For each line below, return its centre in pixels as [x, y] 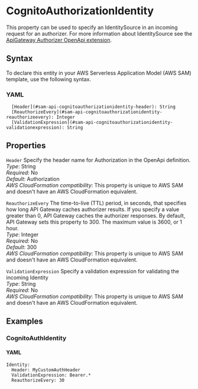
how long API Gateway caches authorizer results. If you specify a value [93, 209]
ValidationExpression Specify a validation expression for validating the [92, 271]
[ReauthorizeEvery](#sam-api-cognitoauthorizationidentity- [87, 112]
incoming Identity [27, 278]
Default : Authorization [33, 178]
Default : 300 [22, 247]
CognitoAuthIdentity [36, 338]
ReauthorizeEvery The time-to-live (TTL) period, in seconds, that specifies [96, 203]
